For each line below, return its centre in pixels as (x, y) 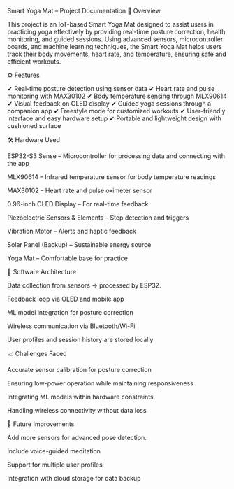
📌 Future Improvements (41, 424)
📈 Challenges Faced (37, 354)
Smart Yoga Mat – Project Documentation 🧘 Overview (84, 11)
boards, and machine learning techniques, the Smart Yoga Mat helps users (115, 47)
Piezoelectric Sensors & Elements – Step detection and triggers (98, 218)
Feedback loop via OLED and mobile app (66, 299)
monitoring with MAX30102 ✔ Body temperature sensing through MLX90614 (117, 96)
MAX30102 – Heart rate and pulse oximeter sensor (80, 190)
